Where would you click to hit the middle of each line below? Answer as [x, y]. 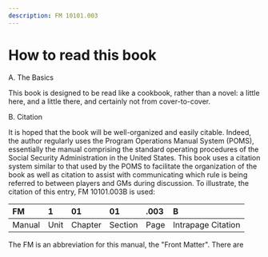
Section [124, 224]
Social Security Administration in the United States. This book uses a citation [134, 157]
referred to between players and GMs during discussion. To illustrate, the [129, 183]
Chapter [86, 224]
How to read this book [83, 55]
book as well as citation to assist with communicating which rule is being [128, 174]
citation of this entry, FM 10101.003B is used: [82, 192]
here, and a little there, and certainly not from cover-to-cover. [110, 101]
